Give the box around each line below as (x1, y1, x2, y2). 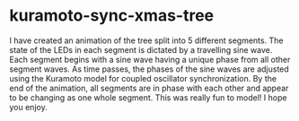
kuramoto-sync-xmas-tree (9, 5, 214, 26)
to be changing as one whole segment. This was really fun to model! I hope (9, 91, 287, 103)
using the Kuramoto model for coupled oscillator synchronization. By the (9, 73, 277, 83)
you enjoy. (9, 101, 48, 112)
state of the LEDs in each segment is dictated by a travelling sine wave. (9, 44, 273, 55)
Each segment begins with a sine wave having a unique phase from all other (9, 54, 291, 65)
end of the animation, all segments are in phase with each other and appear (9, 82, 289, 93)
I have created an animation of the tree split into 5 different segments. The (9, 35, 284, 46)
